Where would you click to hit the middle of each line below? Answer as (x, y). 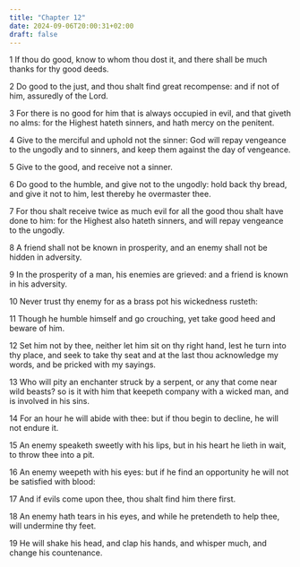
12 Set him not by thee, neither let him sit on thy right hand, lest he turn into (148, 346)
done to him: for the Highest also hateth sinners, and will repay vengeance (146, 221)
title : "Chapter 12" (48, 17)
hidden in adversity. (46, 257)
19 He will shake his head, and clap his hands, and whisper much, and (138, 544)
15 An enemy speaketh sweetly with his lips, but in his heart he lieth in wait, (148, 445)
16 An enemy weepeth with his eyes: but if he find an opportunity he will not (149, 472)
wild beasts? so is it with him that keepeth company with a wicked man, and (149, 391)
